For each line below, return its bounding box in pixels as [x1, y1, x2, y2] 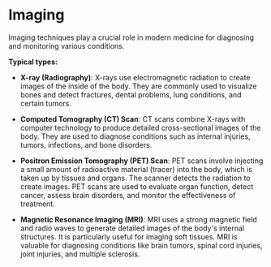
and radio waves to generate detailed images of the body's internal [19, 223, 245, 233]
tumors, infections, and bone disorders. [19, 140, 153, 149]
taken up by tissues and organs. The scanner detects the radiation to [19, 173, 251, 183]
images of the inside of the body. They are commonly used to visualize [19, 81, 257, 91]
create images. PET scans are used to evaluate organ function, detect [19, 181, 254, 192]
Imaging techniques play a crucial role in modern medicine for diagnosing [8, 32, 254, 42]
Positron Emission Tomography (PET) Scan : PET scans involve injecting [19, 156, 264, 166]
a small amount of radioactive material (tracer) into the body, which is [19, 164, 253, 174]
